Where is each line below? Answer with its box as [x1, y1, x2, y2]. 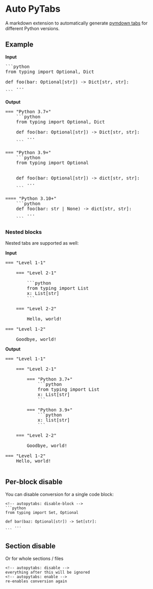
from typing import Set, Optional [5, 510, 79, 515]
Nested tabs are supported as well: [5, 240, 79, 246]
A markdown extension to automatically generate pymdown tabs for [5, 20, 148, 26]
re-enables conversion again [5, 578, 67, 584]
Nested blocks [5, 228, 42, 235]
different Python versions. [5, 25, 60, 31]
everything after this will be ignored [5, 570, 90, 575]
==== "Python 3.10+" [5, 195, 57, 201]
